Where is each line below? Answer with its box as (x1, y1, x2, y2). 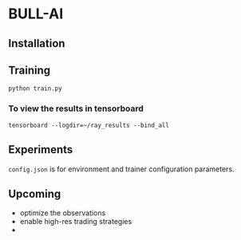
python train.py (8, 85, 62, 92)
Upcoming (8, 187, 61, 200)
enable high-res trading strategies (19, 217, 132, 226)
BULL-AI (8, 5, 64, 23)
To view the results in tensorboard (8, 103, 144, 114)
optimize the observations (19, 208, 106, 218)
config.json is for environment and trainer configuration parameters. (8, 164, 235, 174)
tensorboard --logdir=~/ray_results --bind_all (8, 121, 170, 129)
